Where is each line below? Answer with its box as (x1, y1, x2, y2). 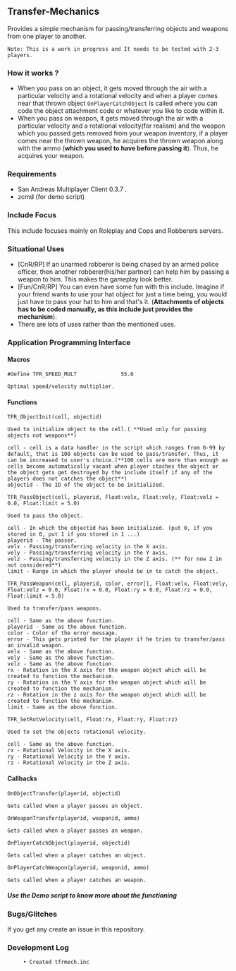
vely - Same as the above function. (7, 654, 115, 662)
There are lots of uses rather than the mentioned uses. (17, 320, 176, 328)
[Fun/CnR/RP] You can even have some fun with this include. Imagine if (17, 282, 225, 291)
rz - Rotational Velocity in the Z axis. (7, 759, 131, 766)
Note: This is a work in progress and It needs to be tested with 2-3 (7, 45, 219, 52)
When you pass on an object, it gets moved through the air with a (17, 84, 207, 92)
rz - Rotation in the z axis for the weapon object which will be (7, 692, 206, 699)
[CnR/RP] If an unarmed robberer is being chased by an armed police (17, 260, 219, 268)
